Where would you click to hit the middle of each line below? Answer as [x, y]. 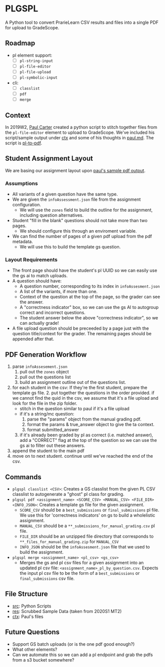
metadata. [22, 242]
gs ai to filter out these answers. [52, 446]
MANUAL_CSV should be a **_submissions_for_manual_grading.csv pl [87, 526]
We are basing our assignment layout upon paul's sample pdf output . [75, 170]
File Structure [26, 594]
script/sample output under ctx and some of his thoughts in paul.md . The [80, 138]
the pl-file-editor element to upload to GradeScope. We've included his [80, 132]
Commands [23, 477]
